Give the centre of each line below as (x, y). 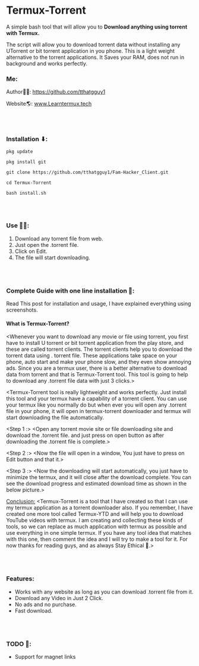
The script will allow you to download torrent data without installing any (93, 45)
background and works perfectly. (47, 64)
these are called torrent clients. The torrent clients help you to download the (99, 349)
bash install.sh (26, 193)
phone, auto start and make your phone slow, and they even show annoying (99, 362)
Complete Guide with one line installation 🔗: (70, 290)
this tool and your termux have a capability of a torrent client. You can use (97, 399)
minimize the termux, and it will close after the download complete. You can (99, 477)
